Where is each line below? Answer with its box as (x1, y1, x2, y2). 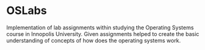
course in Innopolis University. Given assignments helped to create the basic (6, 30, 199, 37)
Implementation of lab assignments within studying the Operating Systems (6, 24, 194, 31)
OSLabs (6, 4, 47, 18)
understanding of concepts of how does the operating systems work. (6, 37, 181, 44)
